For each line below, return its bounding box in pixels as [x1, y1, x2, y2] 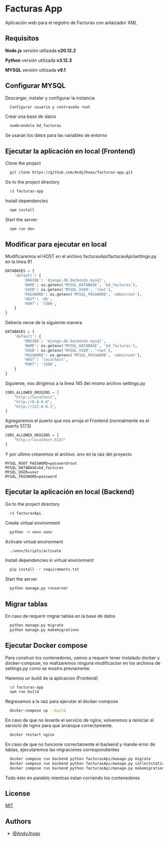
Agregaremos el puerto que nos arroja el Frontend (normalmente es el [5, 417, 149, 424]
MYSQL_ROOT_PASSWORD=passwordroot [5, 461, 77, 466]
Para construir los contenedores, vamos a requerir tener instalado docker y [5, 654, 160, 660]
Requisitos [5, 34, 39, 43]
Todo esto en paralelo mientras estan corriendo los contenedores [5, 775, 140, 781]
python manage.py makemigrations [9, 627, 79, 632]
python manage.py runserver [9, 586, 68, 591]
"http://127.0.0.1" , [14, 404, 57, 409]
